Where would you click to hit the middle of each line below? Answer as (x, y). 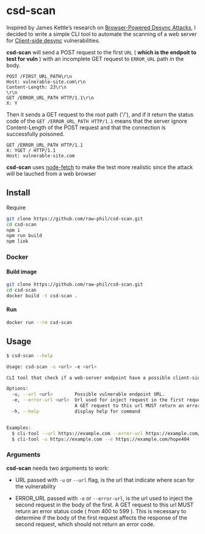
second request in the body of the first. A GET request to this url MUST (104, 505)
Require (16, 207)
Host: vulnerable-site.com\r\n (46, 82)
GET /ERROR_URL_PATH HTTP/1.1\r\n (50, 98)
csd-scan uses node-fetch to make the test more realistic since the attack (100, 167)
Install (18, 193)
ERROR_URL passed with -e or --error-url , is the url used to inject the (104, 498)
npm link (17, 242)
